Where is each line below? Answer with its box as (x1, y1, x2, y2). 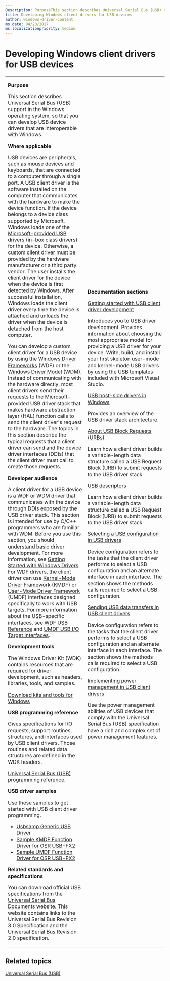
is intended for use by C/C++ (8, 518, 77, 525)
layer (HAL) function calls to (8, 413, 74, 420)
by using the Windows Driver (8, 355, 77, 362)
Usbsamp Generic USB (16, 823, 71, 830)
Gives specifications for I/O (8, 720, 72, 728)
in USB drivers (88, 537, 121, 544)
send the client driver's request (8, 419, 82, 426)
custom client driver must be (8, 249, 76, 256)
